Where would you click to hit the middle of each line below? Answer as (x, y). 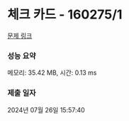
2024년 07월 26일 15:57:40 (46, 110)
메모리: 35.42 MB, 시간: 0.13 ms (52, 73)
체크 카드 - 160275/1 (65, 15)
